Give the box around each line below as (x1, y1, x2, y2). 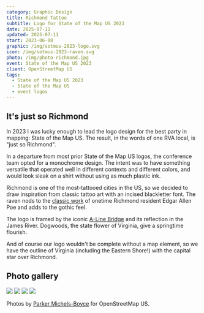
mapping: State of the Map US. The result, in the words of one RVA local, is (6, 134, 196, 141)
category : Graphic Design (6, 9, 72, 15)
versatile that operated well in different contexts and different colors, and (6, 165, 191, 173)
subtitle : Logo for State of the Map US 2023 (6, 20, 124, 26)
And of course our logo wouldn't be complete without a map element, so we (6, 240, 198, 247)
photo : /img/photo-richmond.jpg (6, 55, 89, 61)
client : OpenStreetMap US (6, 66, 72, 72)
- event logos (12, 89, 48, 95)
